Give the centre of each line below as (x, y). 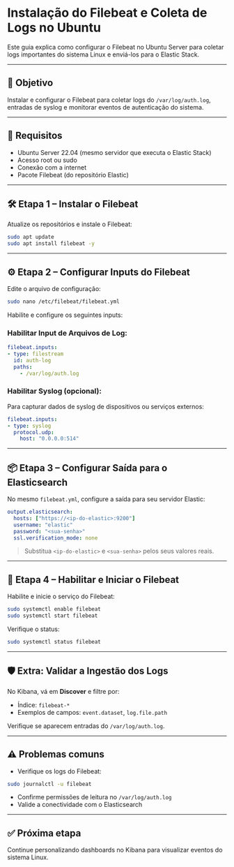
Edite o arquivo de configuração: (54, 288)
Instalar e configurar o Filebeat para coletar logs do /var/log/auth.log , (109, 100)
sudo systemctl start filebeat (53, 616)
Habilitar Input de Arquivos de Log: (67, 333)
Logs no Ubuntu (54, 28)
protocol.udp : (34, 432)
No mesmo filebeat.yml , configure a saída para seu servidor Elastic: (106, 499)
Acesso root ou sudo (47, 160)
